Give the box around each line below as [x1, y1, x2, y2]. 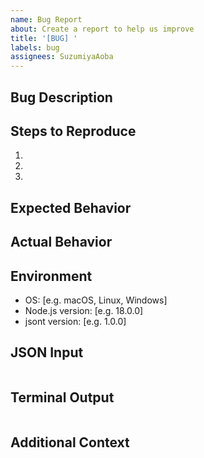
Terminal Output [10, 389, 115, 406]
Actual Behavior [10, 234, 113, 251]
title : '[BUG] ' [10, 33, 78, 43]
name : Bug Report [10, 14, 83, 25]
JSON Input [10, 344, 84, 361]
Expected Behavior [10, 199, 132, 216]
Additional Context [10, 434, 130, 451]
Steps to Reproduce [10, 122, 137, 140]
